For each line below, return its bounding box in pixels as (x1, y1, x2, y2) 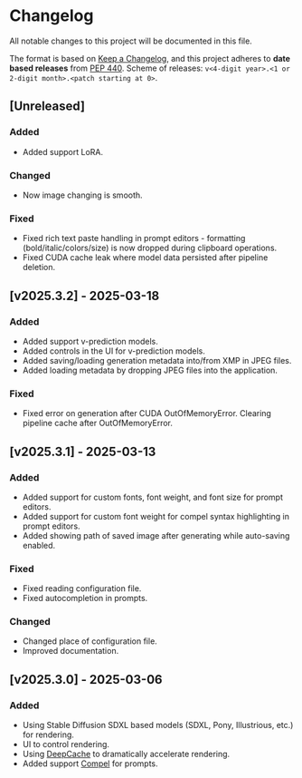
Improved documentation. (22, 646, 119, 656)
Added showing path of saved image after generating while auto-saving (22, 530, 290, 540)
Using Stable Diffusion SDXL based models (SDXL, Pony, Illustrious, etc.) (22, 720, 294, 731)
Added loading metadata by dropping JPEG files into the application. (22, 365, 278, 375)
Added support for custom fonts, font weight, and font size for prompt (22, 491, 283, 502)
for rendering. (22, 729, 75, 740)
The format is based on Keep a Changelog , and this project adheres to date (9, 53, 291, 63)
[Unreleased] (9, 99, 86, 114)
